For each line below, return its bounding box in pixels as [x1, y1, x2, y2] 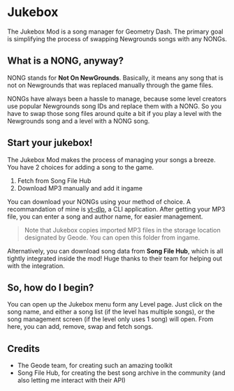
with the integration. [7, 261, 65, 270]
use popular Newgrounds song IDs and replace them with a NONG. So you [7, 102, 222, 110]
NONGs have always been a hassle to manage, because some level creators [7, 94, 227, 103]
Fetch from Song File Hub [17, 176, 92, 185]
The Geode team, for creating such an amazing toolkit [17, 361, 173, 370]
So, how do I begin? [7, 281, 94, 293]
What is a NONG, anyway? [7, 55, 124, 67]
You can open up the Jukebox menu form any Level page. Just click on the [7, 300, 223, 309]
